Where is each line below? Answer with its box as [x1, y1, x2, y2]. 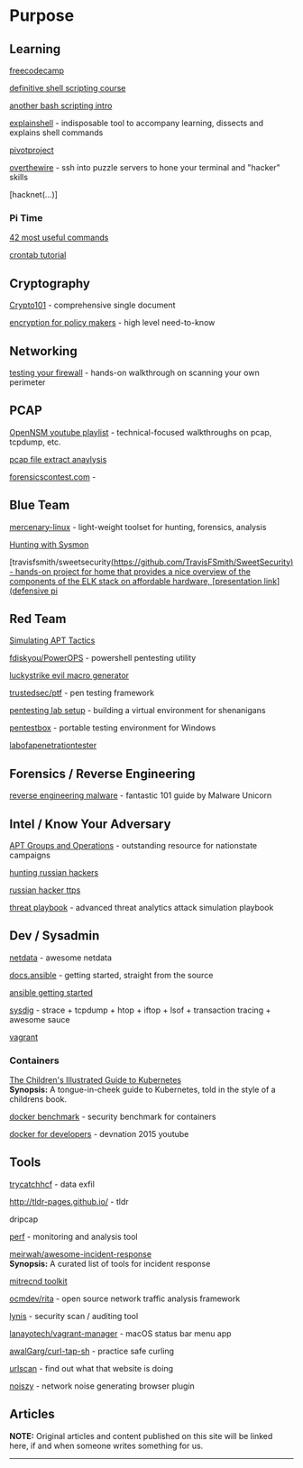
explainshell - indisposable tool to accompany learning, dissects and [9, 118, 264, 128]
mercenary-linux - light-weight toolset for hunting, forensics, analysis [9, 521, 267, 532]
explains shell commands [9, 127, 104, 138]
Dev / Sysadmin [9, 928, 100, 943]
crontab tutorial [9, 250, 67, 261]
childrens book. [9, 1094, 68, 1105]
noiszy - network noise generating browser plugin [9, 1381, 196, 1391]
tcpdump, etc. [9, 436, 61, 447]
